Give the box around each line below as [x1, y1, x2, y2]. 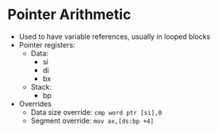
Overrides [18, 99, 52, 108]
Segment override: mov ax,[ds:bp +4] [30, 116, 155, 125]
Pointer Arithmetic [7, 6, 132, 24]
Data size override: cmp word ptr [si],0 [30, 107, 163, 116]
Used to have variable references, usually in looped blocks [18, 32, 211, 41]
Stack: [30, 82, 52, 92]
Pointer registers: [18, 40, 76, 49]
